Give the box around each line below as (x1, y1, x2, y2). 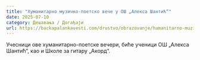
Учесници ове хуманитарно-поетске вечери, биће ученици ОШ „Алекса (6, 41, 189, 48)
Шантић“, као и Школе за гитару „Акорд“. (6, 48, 111, 55)
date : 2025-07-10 (6, 14, 49, 20)
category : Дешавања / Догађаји (6, 19, 84, 25)
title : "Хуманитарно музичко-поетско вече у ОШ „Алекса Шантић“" (6, 8, 171, 15)
